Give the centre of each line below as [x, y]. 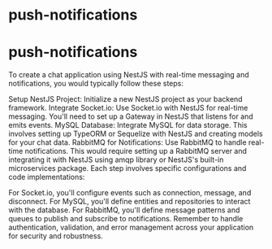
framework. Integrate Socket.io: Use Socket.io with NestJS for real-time [128, 108]
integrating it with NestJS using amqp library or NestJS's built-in [116, 159]
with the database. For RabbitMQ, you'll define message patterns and [124, 210]
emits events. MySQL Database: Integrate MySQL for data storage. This [128, 125]
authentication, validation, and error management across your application [131, 227]
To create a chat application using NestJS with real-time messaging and [129, 75]
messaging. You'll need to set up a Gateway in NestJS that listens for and [131, 116]
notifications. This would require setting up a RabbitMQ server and [136, 151]
